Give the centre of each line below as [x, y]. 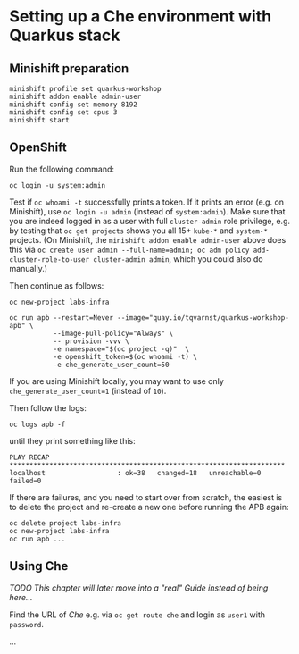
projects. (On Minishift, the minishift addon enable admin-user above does [148, 239]
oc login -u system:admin [57, 185]
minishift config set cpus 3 [63, 113]
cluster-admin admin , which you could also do [178, 259]
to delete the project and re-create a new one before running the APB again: [149, 507]
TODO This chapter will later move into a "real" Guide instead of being [139, 588]
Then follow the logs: [48, 407]
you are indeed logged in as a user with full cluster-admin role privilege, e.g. [150, 221]
